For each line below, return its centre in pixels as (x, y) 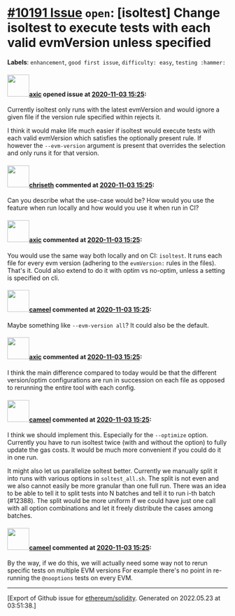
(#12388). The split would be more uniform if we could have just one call (112, 501)
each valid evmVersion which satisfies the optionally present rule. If (104, 138)
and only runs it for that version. (53, 153)
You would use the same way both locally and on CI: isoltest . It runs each (115, 255)
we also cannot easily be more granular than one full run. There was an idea (117, 486)
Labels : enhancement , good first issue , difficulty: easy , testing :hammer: (116, 62)
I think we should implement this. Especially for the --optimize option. (108, 435)
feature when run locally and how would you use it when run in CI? (103, 208)
